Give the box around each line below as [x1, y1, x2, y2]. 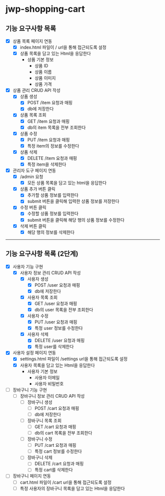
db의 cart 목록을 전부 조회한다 [34, 430, 93, 436]
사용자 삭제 [27, 331, 48, 337]
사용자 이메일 [34, 375, 60, 380]
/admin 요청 [20, 174, 44, 180]
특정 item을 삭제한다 [27, 161, 67, 167]
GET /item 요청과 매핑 [27, 118, 70, 124]
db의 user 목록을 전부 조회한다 [34, 306, 94, 313]
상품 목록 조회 [20, 112, 47, 118]
